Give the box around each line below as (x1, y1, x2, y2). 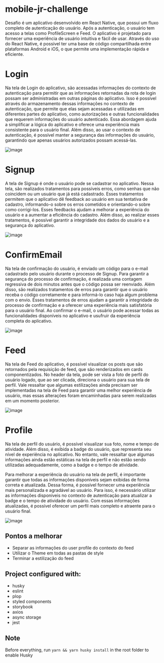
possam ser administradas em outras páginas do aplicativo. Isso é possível (5, 95, 157, 101)
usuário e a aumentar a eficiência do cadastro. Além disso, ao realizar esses (5, 212, 160, 218)
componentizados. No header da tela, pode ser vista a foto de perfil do (5, 371, 149, 377)
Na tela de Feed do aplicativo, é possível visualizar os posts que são (5, 361, 143, 367)
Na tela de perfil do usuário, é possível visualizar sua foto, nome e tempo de (5, 441, 159, 447)
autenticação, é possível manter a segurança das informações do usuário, (5, 132, 155, 138)
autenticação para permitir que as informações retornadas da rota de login (5, 90, 156, 96)
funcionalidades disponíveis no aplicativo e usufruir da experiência (5, 312, 140, 319)
